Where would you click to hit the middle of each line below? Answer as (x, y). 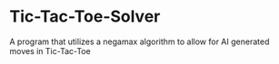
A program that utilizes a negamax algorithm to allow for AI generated (139, 41)
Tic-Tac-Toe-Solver (85, 17)
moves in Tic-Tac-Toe (50, 50)
